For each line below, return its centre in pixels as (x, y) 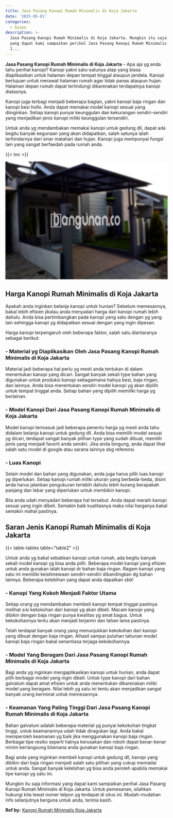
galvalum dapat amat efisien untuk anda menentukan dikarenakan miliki (81, 683)
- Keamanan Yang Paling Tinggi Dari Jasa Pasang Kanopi (78, 708)
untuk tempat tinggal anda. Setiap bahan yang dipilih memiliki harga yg (80, 391)
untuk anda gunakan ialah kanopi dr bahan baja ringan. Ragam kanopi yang (85, 568)
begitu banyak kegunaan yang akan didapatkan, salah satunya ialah (77, 133)
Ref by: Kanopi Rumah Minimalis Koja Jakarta (54, 810)
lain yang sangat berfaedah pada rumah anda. (54, 144)
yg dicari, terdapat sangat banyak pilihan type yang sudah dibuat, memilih (84, 438)
